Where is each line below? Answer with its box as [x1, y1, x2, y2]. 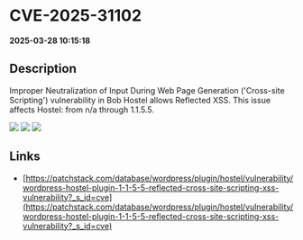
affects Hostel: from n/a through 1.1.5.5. [9, 104, 155, 115]
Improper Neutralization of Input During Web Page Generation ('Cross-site [9, 84, 286, 95]
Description [9, 61, 77, 76]
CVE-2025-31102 [9, 5, 142, 26]
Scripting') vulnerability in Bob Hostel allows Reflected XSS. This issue [9, 94, 271, 105]
